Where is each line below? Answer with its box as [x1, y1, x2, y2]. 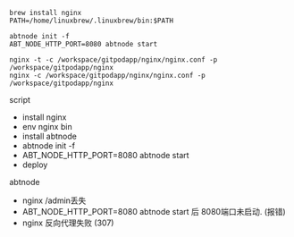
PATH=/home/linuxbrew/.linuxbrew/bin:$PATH [9, 16, 174, 25]
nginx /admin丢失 [21, 195, 87, 206]
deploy [21, 159, 48, 170]
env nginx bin [21, 122, 73, 131]
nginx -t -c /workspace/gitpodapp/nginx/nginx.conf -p [9, 55, 218, 64]
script [9, 95, 31, 105]
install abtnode [21, 131, 78, 141]
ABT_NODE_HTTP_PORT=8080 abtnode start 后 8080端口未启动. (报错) [21, 207, 286, 216]
